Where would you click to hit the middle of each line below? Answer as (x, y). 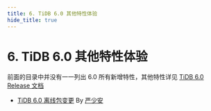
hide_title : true (32, 20)
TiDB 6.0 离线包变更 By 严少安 (60, 101)
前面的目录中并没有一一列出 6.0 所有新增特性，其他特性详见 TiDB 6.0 (105, 77)
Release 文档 (26, 86)
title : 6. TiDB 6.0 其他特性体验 (52, 14)
